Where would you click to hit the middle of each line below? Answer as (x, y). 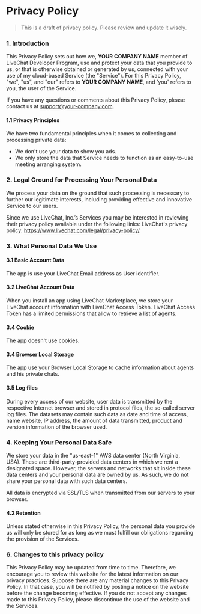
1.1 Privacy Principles (33, 120)
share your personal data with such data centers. (67, 481)
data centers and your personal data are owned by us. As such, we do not (97, 474)
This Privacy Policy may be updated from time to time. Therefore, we (91, 568)
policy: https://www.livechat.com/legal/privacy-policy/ (73, 230)
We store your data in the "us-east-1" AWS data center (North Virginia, (93, 455)
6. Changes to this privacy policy (55, 554)
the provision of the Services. (43, 539)
